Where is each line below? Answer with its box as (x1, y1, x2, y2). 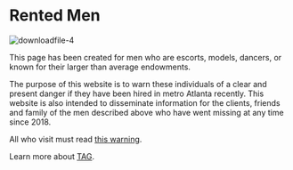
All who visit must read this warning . (9, 134, 142, 144)
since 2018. (9, 117, 52, 127)
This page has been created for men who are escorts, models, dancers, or (9, 52, 282, 62)
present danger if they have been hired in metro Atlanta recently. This (9, 88, 265, 99)
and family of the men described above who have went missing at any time (9, 107, 284, 117)
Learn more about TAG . (9, 150, 95, 161)
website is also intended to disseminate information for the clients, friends (9, 97, 281, 108)
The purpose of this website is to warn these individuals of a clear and (9, 78, 267, 89)
